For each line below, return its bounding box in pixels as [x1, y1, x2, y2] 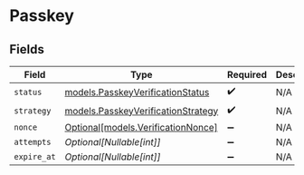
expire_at [14, 151, 56, 161]
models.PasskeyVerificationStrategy [64, 104, 219, 117]
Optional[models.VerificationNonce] [64, 122, 218, 133]
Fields [9, 42, 45, 57]
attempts [14, 137, 52, 147]
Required [227, 69, 268, 81]
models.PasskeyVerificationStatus [64, 85, 210, 98]
